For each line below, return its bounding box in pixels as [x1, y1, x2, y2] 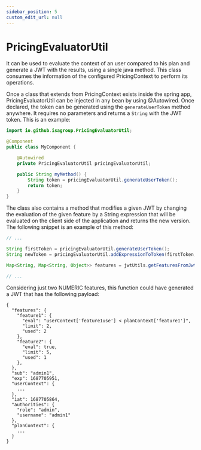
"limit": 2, [22, 323, 52, 329]
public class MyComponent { [6, 144, 77, 150]
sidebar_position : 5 [6, 8, 58, 15]
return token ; [28, 182, 63, 189]
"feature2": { [17, 339, 52, 345]
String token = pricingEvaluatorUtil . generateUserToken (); [28, 177, 178, 183]
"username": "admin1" [17, 412, 71, 418]
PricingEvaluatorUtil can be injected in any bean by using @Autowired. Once [6, 97, 194, 104]
